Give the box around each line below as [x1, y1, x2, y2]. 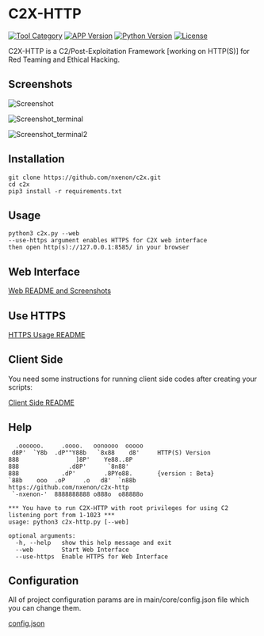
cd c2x [8, 180, 30, 189]
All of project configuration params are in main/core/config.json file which [8, 595, 250, 604]
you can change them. [8, 604, 82, 613]
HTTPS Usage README [8, 330, 86, 339]
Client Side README [8, 398, 75, 407]
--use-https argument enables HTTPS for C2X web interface [8, 237, 208, 245]
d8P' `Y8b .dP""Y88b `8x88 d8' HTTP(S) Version [11, 448, 212, 456]
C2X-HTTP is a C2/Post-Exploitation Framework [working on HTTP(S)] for [8, 46, 250, 55]
